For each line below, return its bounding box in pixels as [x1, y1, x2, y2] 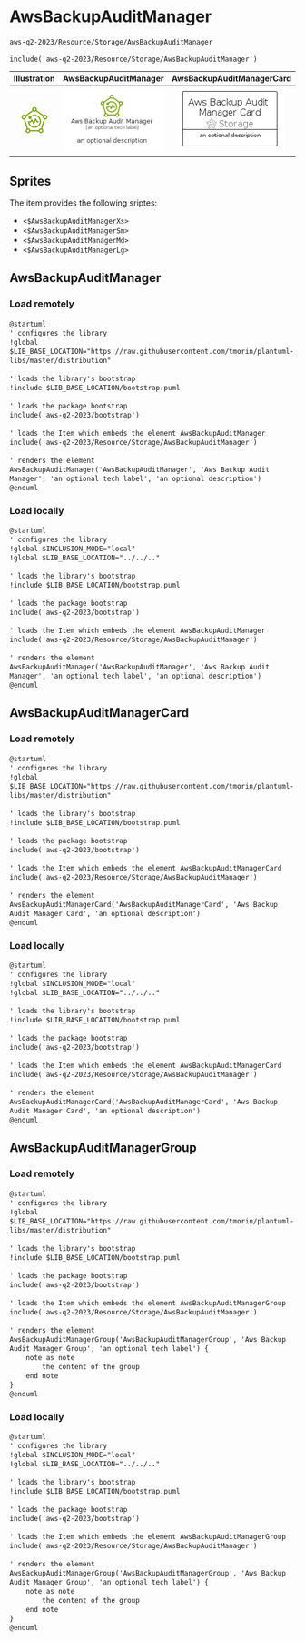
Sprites [9, 173, 52, 188]
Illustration [13, 73, 56, 84]
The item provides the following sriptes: [9, 197, 158, 208]
